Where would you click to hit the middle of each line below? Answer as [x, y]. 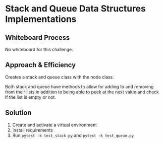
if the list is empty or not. [30, 97]
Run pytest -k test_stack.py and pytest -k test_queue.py [73, 135]
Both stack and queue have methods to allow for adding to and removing [79, 86]
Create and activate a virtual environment [55, 125]
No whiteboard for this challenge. [39, 49]
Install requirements [32, 130]
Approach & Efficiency [40, 65]
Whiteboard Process [38, 37]
